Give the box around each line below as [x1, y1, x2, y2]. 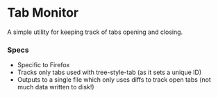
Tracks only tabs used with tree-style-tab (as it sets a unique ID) [17, 68, 202, 77]
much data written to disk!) [17, 83, 95, 91]
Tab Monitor [7, 5, 79, 21]
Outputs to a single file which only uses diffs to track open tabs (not [17, 76, 212, 84]
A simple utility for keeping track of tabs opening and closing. [7, 28, 183, 36]
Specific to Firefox [17, 61, 70, 69]
